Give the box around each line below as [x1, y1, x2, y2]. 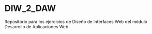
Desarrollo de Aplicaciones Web [4, 23, 69, 29]
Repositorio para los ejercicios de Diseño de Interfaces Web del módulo [4, 19, 148, 24]
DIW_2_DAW [4, 3, 56, 14]
